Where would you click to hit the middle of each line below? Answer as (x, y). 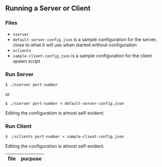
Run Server (20, 74)
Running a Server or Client (48, 8)
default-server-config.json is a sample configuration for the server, (85, 39)
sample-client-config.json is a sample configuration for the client (82, 55)
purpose (31, 159)
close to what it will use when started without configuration (75, 45)
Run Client (18, 126)
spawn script (26, 61)
